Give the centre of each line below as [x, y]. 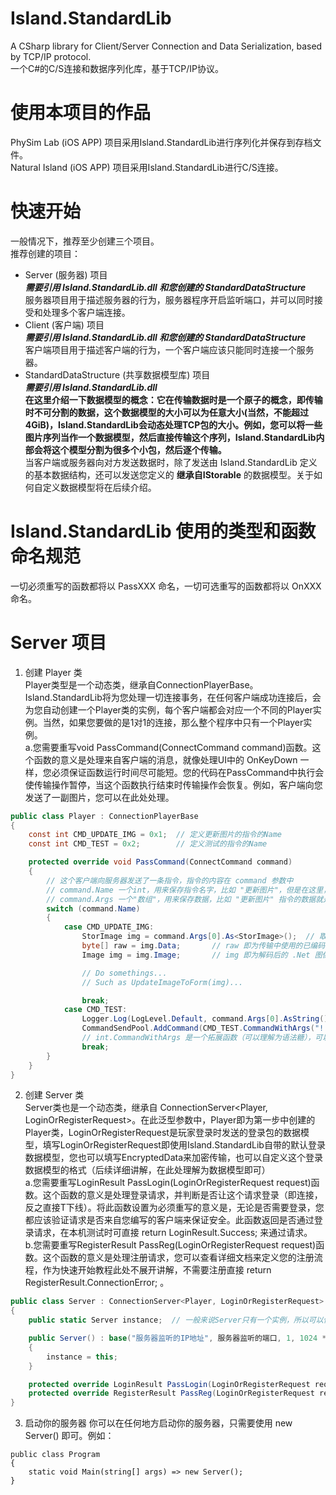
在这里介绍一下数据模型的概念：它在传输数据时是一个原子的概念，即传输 [173, 399]
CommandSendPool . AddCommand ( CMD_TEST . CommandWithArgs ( [198, 1028]
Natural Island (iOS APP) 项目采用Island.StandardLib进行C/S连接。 [147, 167]
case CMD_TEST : [95, 1010]
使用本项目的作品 [81, 113]
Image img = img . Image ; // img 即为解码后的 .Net [196, 955]
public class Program [55, 1455]
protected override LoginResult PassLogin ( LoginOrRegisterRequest [169, 1384]
